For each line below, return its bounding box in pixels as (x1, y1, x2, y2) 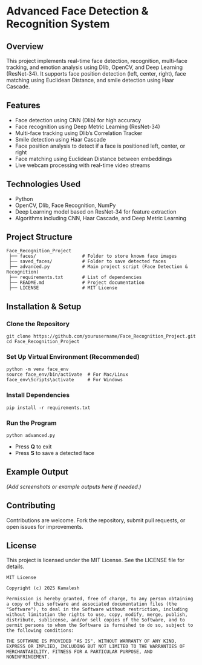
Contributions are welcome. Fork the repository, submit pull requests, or (6, 516, 186, 524)
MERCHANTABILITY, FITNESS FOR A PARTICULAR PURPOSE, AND (6, 649, 153, 655)
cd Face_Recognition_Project (6, 339, 80, 345)
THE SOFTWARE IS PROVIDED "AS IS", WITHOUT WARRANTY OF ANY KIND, (6, 638, 177, 644)
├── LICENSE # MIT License (8, 285, 118, 291)
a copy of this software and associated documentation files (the (6, 601, 177, 608)
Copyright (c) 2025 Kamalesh (6, 585, 80, 591)
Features (6, 100, 41, 111)
